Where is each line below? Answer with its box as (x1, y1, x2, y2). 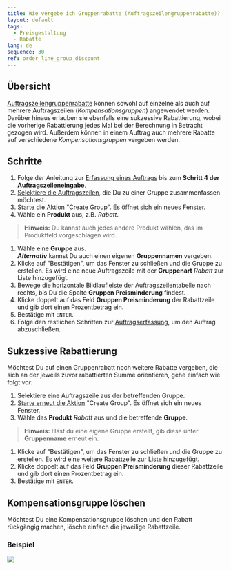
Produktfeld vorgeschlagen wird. (23, 231, 117, 239)
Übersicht (7, 81, 51, 92)
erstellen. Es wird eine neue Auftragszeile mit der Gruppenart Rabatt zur (17, 266, 224, 275)
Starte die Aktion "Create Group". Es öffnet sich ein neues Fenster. (17, 203, 206, 211)
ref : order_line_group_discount (7, 55, 100, 62)
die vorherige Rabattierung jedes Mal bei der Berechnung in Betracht (7, 121, 203, 129)
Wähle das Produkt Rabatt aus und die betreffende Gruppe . (17, 413, 188, 422)
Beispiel (7, 540, 35, 549)
